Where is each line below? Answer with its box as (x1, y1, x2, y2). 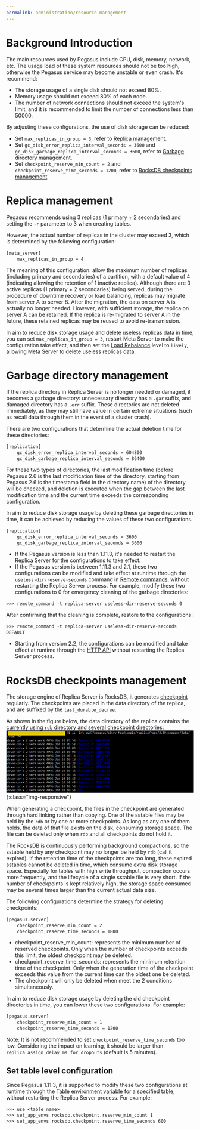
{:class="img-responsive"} (6, 794, 72, 801)
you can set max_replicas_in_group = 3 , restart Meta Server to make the (6, 335, 184, 342)
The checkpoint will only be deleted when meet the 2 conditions (14, 977, 173, 984)
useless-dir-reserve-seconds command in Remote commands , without (14, 576, 189, 583)
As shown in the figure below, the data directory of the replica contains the (6, 718, 189, 725)
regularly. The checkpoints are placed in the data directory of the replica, (6, 700, 186, 707)
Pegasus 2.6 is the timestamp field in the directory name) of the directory (6, 479, 186, 486)
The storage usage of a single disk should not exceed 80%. (14, 87, 161, 94)
